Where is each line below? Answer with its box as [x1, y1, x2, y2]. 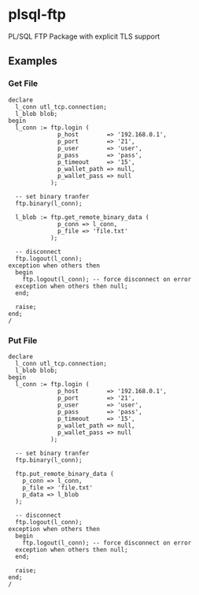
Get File [8, 78, 39, 89]
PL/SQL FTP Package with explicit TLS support [8, 32, 160, 41]
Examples [8, 54, 57, 68]
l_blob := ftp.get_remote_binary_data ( [15, 213, 149, 221]
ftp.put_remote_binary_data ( [15, 470, 114, 478]
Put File [8, 335, 38, 346]
